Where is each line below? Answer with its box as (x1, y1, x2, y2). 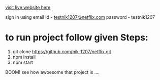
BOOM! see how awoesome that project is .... (5, 69, 100, 75)
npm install (12, 54, 36, 60)
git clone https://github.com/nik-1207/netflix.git (12, 48, 112, 55)
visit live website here (5, 5, 51, 10)
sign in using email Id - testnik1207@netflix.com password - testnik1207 (5, 14, 155, 20)
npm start (12, 59, 33, 65)
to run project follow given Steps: (5, 32, 148, 44)
